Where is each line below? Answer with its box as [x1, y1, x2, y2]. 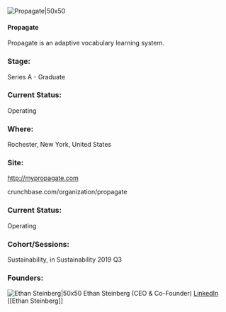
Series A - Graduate [7, 72, 66, 81]
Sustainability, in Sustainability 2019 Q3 [7, 255, 123, 264]
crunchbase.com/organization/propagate [7, 188, 128, 196]
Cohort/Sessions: [7, 239, 69, 249]
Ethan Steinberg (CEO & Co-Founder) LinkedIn [83, 289, 219, 298]
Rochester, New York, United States [7, 140, 112, 149]
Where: [7, 124, 34, 134]
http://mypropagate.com [7, 174, 79, 182]
